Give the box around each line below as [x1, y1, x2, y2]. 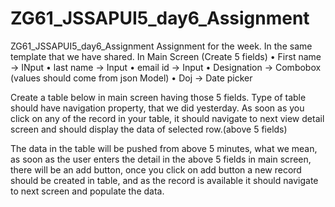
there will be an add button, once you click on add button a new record [10, 163, 302, 176]
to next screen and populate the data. [10, 185, 165, 197]
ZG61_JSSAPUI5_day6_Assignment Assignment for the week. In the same [10, 40, 313, 52]
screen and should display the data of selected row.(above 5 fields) [10, 123, 288, 135]
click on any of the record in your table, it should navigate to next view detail [10, 112, 325, 124]
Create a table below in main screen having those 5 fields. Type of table [10, 91, 307, 103]
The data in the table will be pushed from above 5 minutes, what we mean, [10, 142, 318, 154]
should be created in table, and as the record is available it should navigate [10, 174, 319, 186]
